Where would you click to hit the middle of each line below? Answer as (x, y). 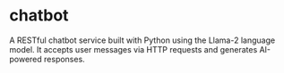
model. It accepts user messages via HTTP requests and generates (133, 49)
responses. (64, 59)
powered (26, 59)
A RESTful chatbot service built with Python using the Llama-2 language (142, 40)
